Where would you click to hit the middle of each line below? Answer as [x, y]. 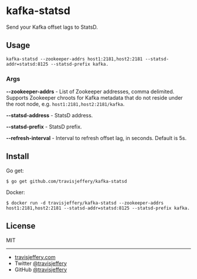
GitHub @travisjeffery [41, 269]
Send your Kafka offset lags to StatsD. [52, 27]
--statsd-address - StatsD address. [50, 115]
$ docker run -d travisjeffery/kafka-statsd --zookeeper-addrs [85, 203]
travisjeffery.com [35, 257]
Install [18, 156]
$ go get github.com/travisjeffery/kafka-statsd [67, 181]
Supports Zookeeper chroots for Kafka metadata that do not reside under [94, 98]
